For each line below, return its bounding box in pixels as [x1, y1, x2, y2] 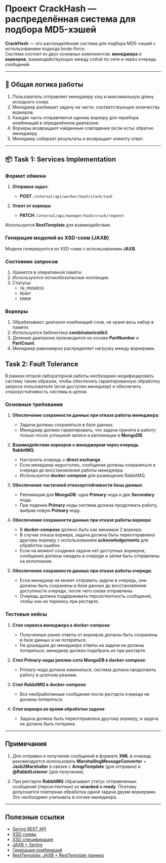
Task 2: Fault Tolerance [5, 360, 79, 368]
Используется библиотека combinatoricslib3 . [12, 330, 109, 336]
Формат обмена [5, 173, 46, 180]
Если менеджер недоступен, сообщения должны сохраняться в [19, 462, 156, 468]
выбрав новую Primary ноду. [19, 508, 81, 514]
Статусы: [12, 280, 32, 286]
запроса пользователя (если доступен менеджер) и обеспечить [5, 384, 141, 389]
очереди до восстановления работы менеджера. [19, 467, 124, 473]
